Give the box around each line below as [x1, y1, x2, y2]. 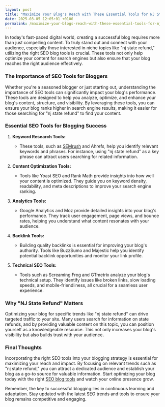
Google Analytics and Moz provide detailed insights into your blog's [19, 207, 157, 213]
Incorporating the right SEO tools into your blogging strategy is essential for [5, 355, 158, 361]
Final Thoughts [5, 344, 42, 351]
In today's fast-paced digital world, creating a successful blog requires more [5, 34, 160, 40]
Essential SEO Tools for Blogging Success [5, 123, 107, 129]
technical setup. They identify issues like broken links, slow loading [19, 277, 156, 283]
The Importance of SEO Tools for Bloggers [5, 73, 108, 80]
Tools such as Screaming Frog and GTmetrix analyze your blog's [19, 272, 150, 278]
